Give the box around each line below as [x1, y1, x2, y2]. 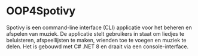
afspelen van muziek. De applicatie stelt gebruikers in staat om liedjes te [6, 30, 184, 37]
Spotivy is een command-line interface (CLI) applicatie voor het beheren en [6, 24, 193, 31]
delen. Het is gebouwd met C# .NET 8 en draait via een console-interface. [6, 43, 189, 50]
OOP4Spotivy [6, 4, 76, 18]
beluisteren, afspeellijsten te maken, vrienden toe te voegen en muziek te [6, 36, 187, 43]
